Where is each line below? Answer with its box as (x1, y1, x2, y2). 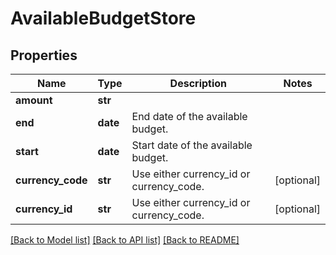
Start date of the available (131, 138, 253, 152)
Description (169, 77, 228, 90)
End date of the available (131, 110, 248, 123)
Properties (10, 47, 78, 64)
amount (15, 93, 53, 107)
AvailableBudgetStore (10, 7, 197, 30)
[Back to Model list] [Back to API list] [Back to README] (10, 234, 240, 246)
